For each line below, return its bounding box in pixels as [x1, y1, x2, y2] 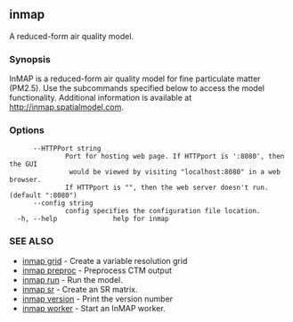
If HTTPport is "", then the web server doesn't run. [65, 183, 269, 193]
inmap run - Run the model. [21, 274, 123, 285]
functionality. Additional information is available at [9, 93, 192, 103]
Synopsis [9, 53, 51, 65]
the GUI [9, 160, 38, 169]
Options [9, 124, 45, 136]
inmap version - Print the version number [21, 293, 174, 304]
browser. [9, 176, 42, 185]
